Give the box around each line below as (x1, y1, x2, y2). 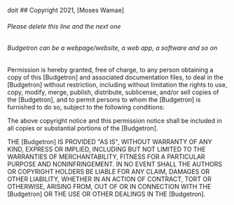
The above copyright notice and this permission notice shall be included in (7, 116, 222, 125)
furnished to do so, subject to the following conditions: (7, 102, 165, 111)
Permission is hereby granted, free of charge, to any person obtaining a (7, 65, 214, 74)
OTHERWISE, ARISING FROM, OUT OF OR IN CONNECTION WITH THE (7, 182, 212, 190)
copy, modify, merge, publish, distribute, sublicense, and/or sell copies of (7, 88, 219, 96)
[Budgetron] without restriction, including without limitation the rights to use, (7, 80, 228, 88)
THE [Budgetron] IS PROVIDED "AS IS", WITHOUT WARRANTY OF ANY (7, 137, 212, 146)
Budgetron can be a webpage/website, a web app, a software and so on (7, 44, 218, 52)
